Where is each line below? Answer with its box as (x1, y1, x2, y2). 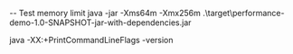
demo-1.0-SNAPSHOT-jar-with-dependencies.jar (9, 17, 192, 28)
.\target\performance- (202, 8, 285, 18)
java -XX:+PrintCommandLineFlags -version (9, 35, 174, 45)
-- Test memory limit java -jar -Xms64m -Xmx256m (9, 8, 202, 18)
